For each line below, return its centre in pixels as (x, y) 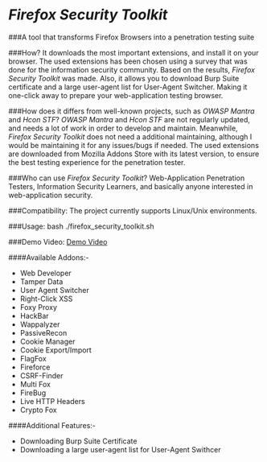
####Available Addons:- (49, 257)
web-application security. (51, 195)
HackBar (35, 316)
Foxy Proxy (39, 307)
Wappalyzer (40, 324)
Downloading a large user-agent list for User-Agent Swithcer (120, 449)
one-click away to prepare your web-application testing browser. (116, 95)
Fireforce (35, 367)
